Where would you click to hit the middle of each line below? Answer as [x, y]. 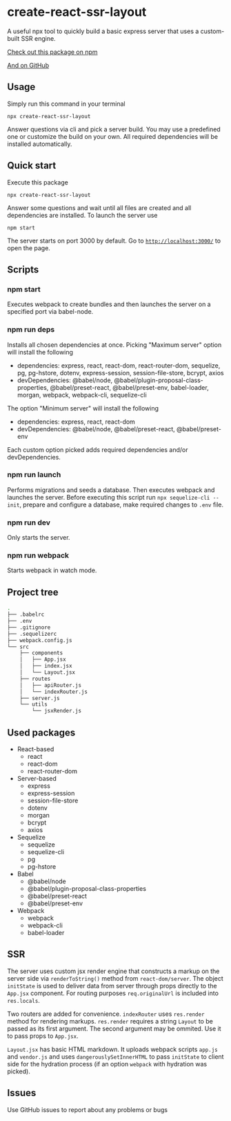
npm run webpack [38, 556]
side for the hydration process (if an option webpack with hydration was [107, 1064]
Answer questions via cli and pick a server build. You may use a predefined [114, 129]
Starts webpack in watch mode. [52, 570]
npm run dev [29, 522]
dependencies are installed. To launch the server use [82, 215]
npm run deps [31, 330]
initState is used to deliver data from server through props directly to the [112, 986]
